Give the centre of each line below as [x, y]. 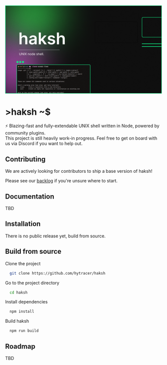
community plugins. [25, 133]
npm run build [24, 331]
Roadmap [20, 346]
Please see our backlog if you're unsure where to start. [61, 181]
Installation [23, 224]
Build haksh [17, 321]
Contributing [25, 159]
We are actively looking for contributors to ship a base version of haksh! [79, 171]
